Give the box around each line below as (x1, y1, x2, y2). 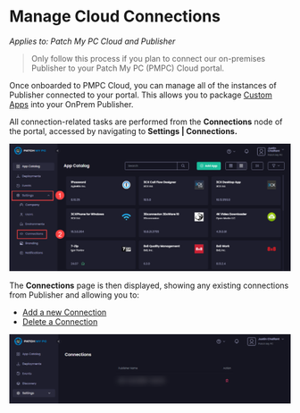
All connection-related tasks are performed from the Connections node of (9, 116, 283, 127)
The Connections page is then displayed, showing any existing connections (9, 280, 289, 291)
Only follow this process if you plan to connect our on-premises (30, 53, 266, 63)
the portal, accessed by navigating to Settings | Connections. (9, 125, 238, 136)
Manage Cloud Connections (9, 6, 221, 27)
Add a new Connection (21, 307, 107, 317)
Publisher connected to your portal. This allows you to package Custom (9, 89, 272, 100)
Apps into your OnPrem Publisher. (9, 98, 134, 109)
